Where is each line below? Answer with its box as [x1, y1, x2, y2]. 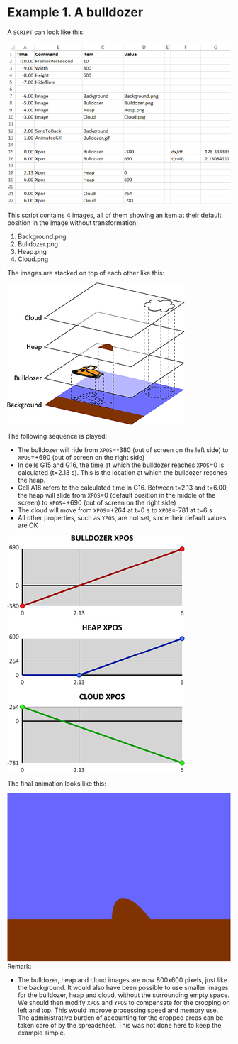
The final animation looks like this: [7, 779, 106, 788]
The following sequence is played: [7, 432, 108, 441]
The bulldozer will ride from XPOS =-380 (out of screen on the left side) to [17, 446, 229, 454]
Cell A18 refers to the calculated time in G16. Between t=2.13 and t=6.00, [17, 483, 229, 492]
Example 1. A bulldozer [7, 4, 144, 21]
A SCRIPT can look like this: [7, 28, 85, 36]
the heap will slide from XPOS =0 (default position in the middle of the [17, 491, 216, 500]
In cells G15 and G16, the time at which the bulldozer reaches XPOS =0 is [17, 461, 225, 469]
